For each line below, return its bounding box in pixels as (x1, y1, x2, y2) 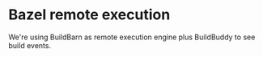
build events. (8, 40, 51, 50)
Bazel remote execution (8, 6, 171, 24)
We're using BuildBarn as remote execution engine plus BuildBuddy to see (8, 32, 256, 42)
